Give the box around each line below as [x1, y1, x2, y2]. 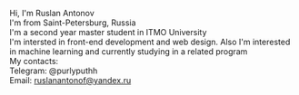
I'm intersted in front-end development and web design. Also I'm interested [9, 36, 291, 47]
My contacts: [9, 56, 59, 66]
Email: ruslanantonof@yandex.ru [9, 75, 132, 85]
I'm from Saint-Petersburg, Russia [9, 17, 136, 28]
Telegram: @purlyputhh [9, 65, 98, 76]
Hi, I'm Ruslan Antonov [9, 8, 95, 18]
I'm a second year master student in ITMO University [9, 27, 207, 37]
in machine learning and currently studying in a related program [9, 46, 248, 57]
